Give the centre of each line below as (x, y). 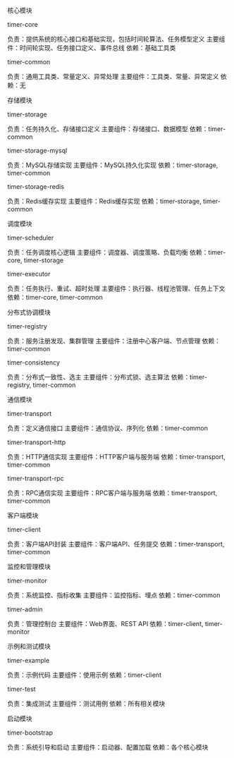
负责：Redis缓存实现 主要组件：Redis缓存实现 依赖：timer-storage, (105, 201)
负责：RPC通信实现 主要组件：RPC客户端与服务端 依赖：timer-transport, (112, 493)
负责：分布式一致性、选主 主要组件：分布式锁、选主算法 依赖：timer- (107, 377)
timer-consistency (33, 362)
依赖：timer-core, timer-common (55, 297)
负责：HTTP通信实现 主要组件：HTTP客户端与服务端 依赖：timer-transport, (116, 457)
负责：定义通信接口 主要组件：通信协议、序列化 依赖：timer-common (108, 428)
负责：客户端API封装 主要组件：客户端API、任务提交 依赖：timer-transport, (116, 544)
